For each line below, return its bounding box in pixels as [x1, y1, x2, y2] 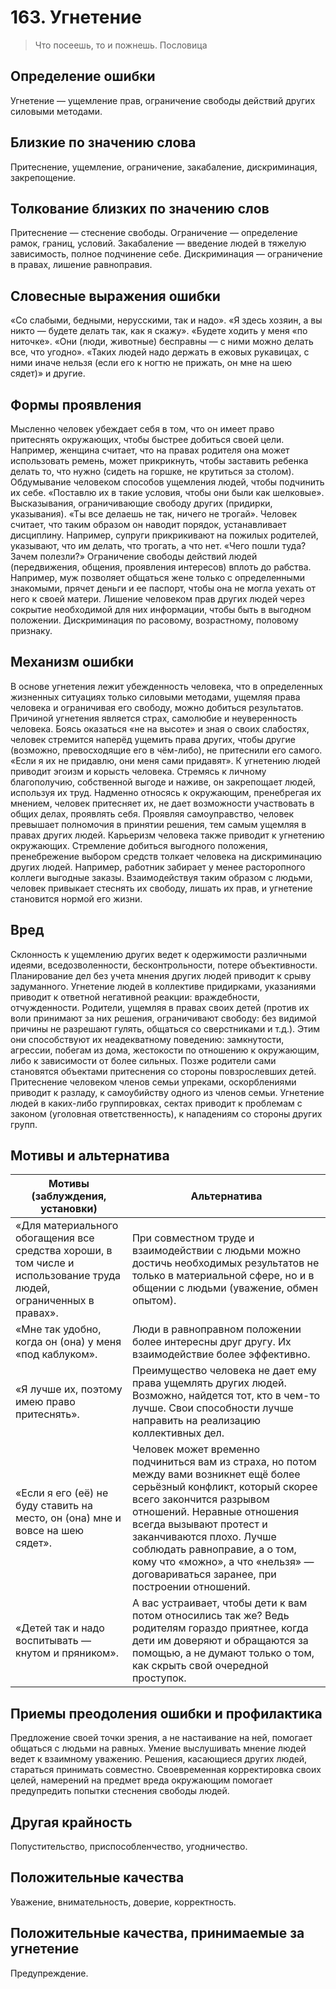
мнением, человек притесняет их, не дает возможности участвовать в [10, 797, 315, 809]
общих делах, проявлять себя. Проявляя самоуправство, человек [10, 807, 295, 820]
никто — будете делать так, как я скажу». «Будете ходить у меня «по [10, 325, 308, 337]
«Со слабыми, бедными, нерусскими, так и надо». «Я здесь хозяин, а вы [10, 314, 323, 326]
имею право [15, 1395, 76, 1409]
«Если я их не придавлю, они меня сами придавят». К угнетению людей [10, 754, 321, 766]
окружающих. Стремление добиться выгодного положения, [10, 839, 268, 851]
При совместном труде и [131, 1231, 255, 1245]
